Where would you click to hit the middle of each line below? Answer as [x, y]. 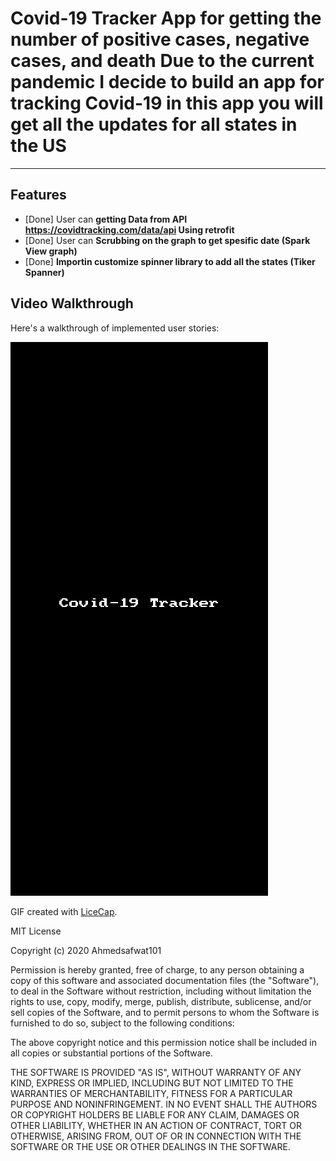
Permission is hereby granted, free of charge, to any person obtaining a [157, 969]
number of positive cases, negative [160, 39]
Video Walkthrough [72, 303]
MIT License [36, 931]
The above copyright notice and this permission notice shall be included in [163, 1042]
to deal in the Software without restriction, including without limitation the [161, 991]
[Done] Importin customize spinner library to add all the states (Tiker [170, 261]
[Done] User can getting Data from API [106, 219]
